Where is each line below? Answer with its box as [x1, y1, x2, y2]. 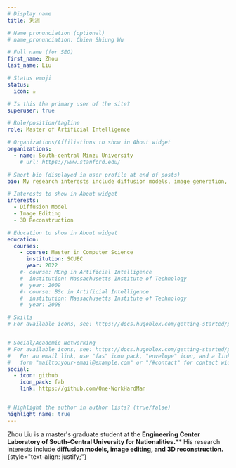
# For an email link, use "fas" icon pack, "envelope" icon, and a [7, 353, 216, 360]
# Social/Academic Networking [7, 339, 96, 346]
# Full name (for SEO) [7, 49, 74, 56]
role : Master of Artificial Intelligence [7, 126, 131, 134]
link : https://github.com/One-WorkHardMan [20, 385, 146, 393]
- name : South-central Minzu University [13, 152, 133, 159]
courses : [13, 242, 39, 250]
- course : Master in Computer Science [20, 249, 133, 256]
